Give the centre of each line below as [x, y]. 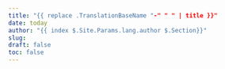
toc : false [26, 52]
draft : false [30, 45]
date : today [28, 23]
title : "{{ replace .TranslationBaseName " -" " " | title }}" [113, 15]
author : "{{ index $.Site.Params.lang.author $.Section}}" [108, 30]
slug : [17, 38]
